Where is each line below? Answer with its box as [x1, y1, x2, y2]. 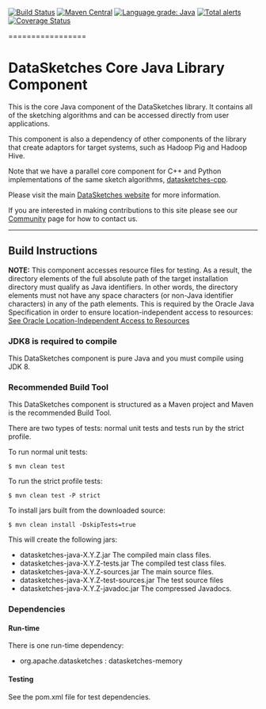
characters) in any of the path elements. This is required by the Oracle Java [8, 299, 255, 308]
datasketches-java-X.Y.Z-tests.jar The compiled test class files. [19, 558, 227, 568]
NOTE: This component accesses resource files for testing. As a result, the [8, 265, 253, 275]
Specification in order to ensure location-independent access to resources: [8, 307, 253, 317]
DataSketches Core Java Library [8, 59, 226, 77]
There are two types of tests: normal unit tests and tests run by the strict [8, 424, 245, 433]
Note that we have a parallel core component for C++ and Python [8, 166, 222, 176]
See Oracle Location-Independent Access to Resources [8, 315, 190, 325]
